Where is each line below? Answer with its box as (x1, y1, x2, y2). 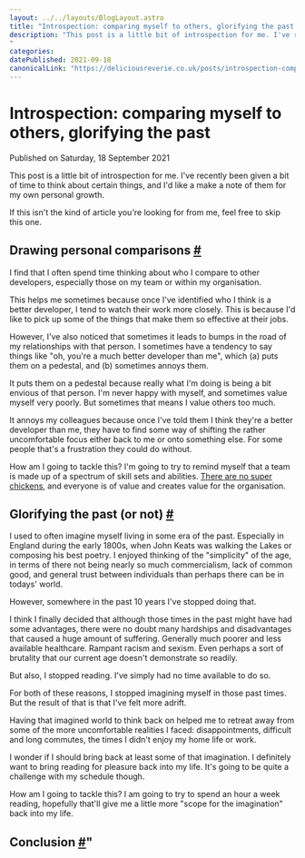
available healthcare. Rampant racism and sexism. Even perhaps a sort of (9, 643, 284, 654)
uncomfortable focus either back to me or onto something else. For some (9, 433, 283, 445)
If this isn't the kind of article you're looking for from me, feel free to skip (9, 206, 281, 218)
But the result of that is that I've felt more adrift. (9, 697, 187, 708)
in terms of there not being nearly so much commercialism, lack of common (9, 559, 293, 570)
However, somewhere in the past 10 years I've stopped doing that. (9, 597, 257, 607)
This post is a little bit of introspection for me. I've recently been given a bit (9, 170, 290, 181)
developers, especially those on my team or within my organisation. (9, 276, 261, 287)
